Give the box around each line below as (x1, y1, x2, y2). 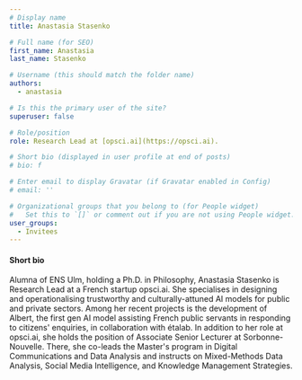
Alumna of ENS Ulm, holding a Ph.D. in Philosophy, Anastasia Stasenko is (9, 275, 280, 286)
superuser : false (9, 111, 75, 121)
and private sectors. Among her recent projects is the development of (9, 303, 268, 314)
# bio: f (9, 161, 42, 171)
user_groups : (9, 218, 58, 227)
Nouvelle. (9, 341, 45, 352)
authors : (9, 79, 42, 88)
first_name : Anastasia (9, 46, 94, 55)
